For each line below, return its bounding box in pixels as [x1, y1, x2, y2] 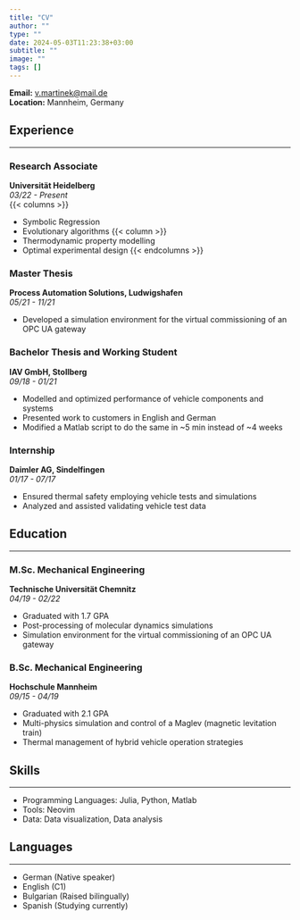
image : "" [9, 54, 46, 63]
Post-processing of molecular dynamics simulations [21, 620, 214, 631]
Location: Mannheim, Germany [9, 96, 125, 107]
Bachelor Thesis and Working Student [9, 346, 178, 358]
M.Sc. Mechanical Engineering [9, 564, 146, 576]
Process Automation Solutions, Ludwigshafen [9, 288, 183, 298]
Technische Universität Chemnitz [9, 583, 137, 594]
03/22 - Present [9, 189, 69, 200]
